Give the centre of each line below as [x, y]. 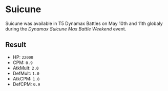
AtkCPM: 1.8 [26, 79]
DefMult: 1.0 [26, 73]
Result [16, 45]
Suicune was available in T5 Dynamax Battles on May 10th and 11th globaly [84, 23]
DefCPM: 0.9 [26, 84]
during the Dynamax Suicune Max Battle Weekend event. [66, 28]
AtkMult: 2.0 [26, 68]
